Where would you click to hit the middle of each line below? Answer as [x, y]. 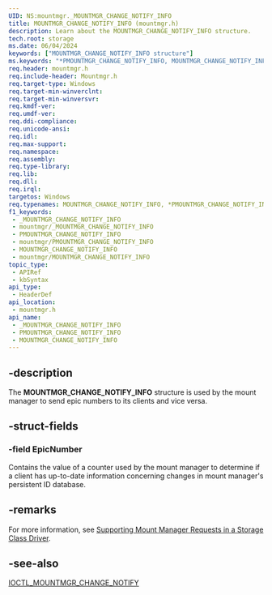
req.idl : [23, 136]
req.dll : [23, 182]
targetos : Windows [39, 197]
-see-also [34, 563]
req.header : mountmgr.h [49, 69]
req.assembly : [32, 159]
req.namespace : [34, 152]
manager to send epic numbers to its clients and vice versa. [108, 401]
